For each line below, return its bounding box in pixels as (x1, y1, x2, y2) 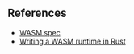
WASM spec (19, 27, 61, 37)
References (7, 6, 67, 20)
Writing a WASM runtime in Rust (19, 36, 126, 46)
